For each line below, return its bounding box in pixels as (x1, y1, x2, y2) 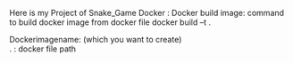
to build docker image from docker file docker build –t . (9, 17, 212, 28)
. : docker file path (9, 43, 77, 54)
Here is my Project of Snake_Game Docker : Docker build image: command (9, 8, 284, 18)
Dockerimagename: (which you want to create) (9, 35, 182, 44)
